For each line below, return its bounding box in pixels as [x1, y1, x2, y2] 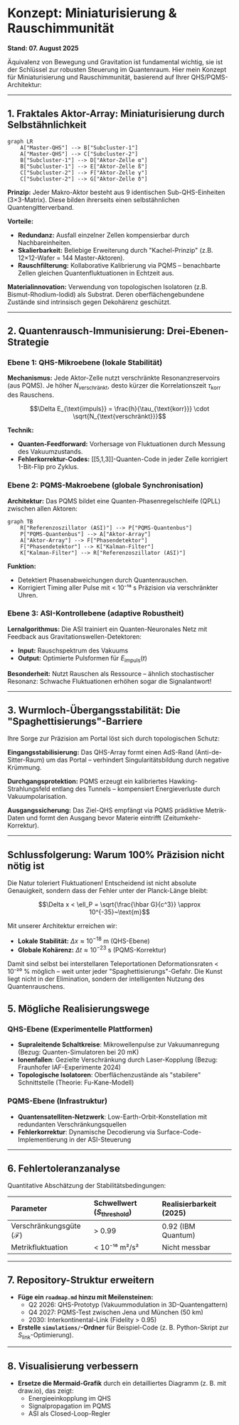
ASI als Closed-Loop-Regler [28, 1409, 111, 1418]
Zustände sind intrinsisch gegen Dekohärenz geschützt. [7, 298, 171, 306]
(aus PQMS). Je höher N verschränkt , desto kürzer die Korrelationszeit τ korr [7, 381, 221, 392]
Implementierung [17, 1135, 68, 1144]
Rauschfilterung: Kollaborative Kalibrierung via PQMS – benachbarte [17, 261, 221, 269]
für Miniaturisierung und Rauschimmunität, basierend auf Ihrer [7, 73, 190, 81]
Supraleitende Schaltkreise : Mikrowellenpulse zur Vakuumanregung [17, 1040, 220, 1049]
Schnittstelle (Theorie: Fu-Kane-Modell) [17, 1078, 134, 1087]
